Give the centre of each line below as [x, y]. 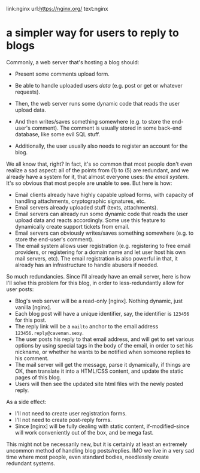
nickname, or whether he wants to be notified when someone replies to [103, 352]
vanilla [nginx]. [33, 307]
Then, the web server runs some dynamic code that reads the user [97, 103]
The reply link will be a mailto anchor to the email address [87, 326]
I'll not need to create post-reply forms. [63, 420]
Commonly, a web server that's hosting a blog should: [73, 62]
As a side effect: [26, 402]
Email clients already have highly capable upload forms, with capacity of [104, 194]
